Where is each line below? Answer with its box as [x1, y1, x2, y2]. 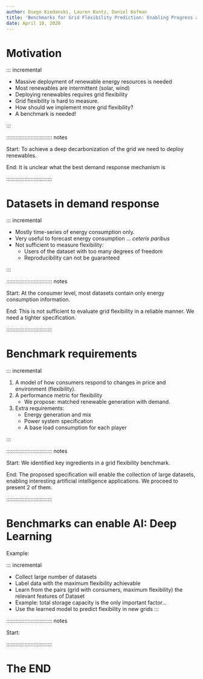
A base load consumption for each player [24, 424, 127, 431]
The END [6, 662, 51, 676]
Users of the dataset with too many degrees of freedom [24, 248, 163, 255]
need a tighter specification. [6, 314, 77, 321]
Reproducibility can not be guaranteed [24, 254, 120, 261]
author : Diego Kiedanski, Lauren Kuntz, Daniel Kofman [6, 8, 147, 15]
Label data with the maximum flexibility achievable [14, 580, 141, 587]
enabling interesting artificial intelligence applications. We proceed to [6, 477, 178, 485]
